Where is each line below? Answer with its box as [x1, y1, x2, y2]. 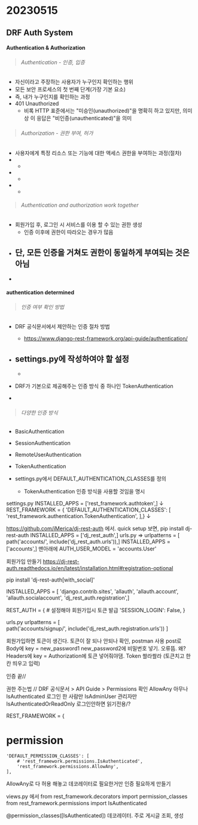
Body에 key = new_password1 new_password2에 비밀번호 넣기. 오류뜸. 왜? [6, 645, 187, 652]
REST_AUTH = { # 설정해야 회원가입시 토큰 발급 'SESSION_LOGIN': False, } [6, 607, 185, 614]
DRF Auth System [6, 28, 74, 38]
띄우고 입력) [12, 660, 41, 667]
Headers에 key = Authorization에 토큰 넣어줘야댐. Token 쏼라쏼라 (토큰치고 [6, 652, 185, 660]
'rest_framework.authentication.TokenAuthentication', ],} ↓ [6, 513, 151, 520]
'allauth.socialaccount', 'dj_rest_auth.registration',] [6, 594, 130, 601]
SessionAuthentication [14, 439, 71, 447]
